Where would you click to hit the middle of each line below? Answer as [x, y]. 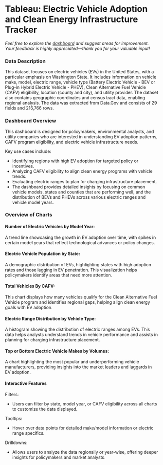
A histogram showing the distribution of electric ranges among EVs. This [78, 329]
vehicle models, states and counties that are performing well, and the [81, 192]
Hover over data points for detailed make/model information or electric [83, 428]
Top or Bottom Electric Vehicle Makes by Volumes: [57, 351]
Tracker [21, 30]
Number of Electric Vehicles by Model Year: [50, 227]
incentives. [23, 166]
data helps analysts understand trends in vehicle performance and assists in [81, 335]
